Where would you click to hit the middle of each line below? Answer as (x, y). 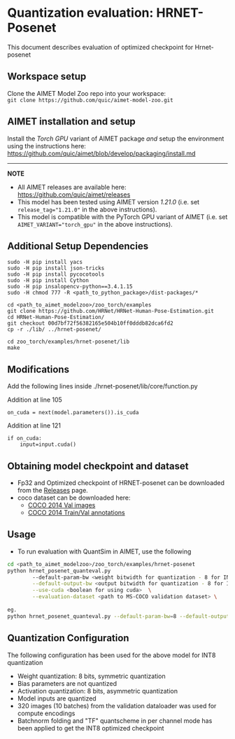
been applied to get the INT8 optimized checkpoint (91, 728)
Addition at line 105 (35, 400)
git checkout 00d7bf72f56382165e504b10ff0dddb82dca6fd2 (90, 323)
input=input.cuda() (48, 445)
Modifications (38, 369)
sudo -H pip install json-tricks (56, 268)
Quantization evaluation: (80, 13)
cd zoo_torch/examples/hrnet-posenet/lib (69, 342)
